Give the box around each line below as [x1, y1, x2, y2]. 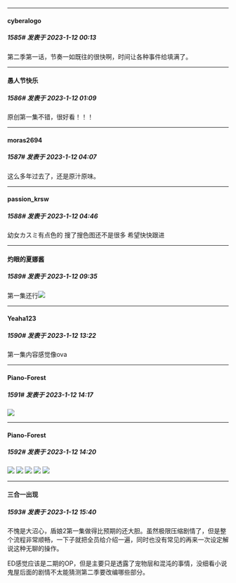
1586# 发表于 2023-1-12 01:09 [7, 93, 97, 102]
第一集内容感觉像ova [7, 351, 67, 359]
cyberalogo [7, 16, 42, 25]
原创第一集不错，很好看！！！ [7, 113, 93, 122]
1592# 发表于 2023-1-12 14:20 [7, 447, 97, 457]
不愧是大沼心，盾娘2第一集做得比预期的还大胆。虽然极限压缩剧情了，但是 [7, 527, 221, 535]
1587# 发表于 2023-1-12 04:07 [7, 152, 97, 162]
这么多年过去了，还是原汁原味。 [7, 171, 100, 180]
